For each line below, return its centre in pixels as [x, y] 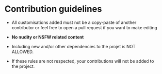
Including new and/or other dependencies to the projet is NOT [73, 46]
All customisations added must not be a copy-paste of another [74, 22]
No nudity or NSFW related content [48, 37]
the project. [23, 66]
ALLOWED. [23, 52]
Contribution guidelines [53, 9]
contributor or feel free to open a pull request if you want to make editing [84, 27]
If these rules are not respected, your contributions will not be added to [83, 61]
